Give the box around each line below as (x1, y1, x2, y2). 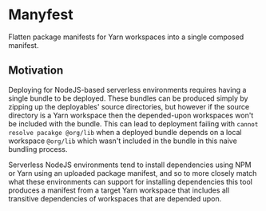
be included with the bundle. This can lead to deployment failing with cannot (8, 118, 259, 129)
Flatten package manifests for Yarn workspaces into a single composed (8, 32, 244, 42)
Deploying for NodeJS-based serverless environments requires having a (8, 85, 247, 94)
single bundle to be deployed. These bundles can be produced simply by (8, 94, 248, 103)
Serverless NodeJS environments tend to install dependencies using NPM (8, 160, 252, 169)
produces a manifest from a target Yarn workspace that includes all (8, 185, 230, 195)
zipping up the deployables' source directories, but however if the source (8, 102, 250, 111)
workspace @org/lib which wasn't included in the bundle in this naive (8, 136, 237, 145)
